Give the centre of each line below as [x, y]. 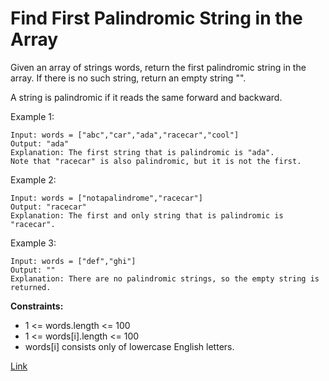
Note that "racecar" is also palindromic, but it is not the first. [156, 161]
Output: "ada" [40, 143]
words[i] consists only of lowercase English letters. [129, 346]
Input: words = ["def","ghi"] [73, 261]
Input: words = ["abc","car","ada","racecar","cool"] [125, 135]
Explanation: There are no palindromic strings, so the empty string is [165, 278]
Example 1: [32, 116]
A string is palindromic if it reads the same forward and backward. [146, 97]
